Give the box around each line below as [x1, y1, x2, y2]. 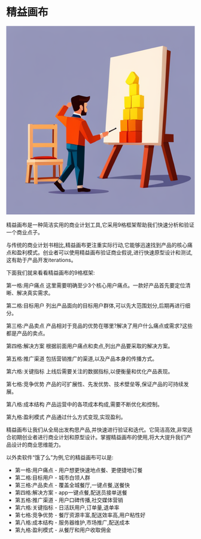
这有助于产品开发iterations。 [6, 256, 77, 263]
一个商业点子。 [6, 229, 43, 236]
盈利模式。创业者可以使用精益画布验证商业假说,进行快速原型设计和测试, [16, 249, 193, 256]
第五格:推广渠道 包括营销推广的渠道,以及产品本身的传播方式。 [6, 355, 158, 362]
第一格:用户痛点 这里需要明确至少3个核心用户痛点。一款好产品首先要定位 [6, 282, 185, 289]
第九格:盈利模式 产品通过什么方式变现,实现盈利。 [6, 413, 127, 421]
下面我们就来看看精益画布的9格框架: [6, 269, 95, 276]
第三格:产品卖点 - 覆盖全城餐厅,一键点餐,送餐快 [14, 481, 130, 488]
